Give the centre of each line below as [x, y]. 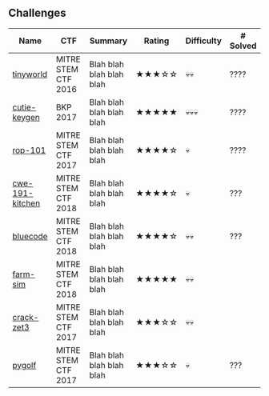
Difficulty [204, 41]
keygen [26, 117]
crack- [26, 317]
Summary [108, 41]
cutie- [24, 107]
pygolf [24, 365]
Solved [243, 46]
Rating [157, 41]
